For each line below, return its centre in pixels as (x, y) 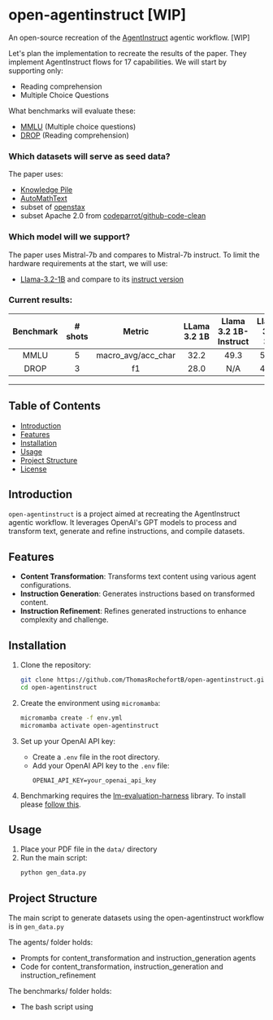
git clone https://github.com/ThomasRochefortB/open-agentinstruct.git (144, 680)
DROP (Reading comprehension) (75, 135)
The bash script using (56, 1007)
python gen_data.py (53, 873)
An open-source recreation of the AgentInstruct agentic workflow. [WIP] (129, 37)
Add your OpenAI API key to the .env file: (101, 765)
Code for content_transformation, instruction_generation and (121, 967)
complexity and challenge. (64, 619)
